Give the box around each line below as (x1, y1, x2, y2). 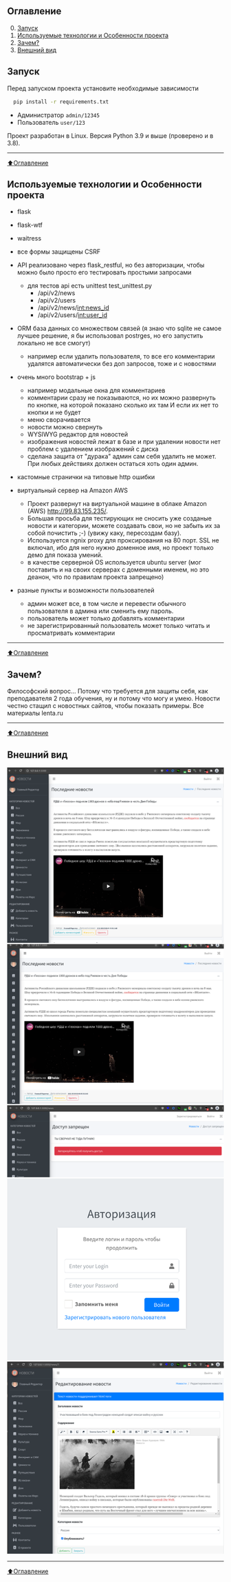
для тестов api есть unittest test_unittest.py (27, 282, 153, 290)
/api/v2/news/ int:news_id (37, 303, 109, 312)
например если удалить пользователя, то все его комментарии (27, 352, 215, 361)
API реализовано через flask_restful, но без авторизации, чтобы (16, 261, 205, 270)
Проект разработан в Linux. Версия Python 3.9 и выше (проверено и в (7, 131, 214, 140)
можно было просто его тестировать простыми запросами (16, 268, 192, 276)
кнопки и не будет (27, 408, 81, 416)
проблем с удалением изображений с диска (27, 445, 159, 454)
